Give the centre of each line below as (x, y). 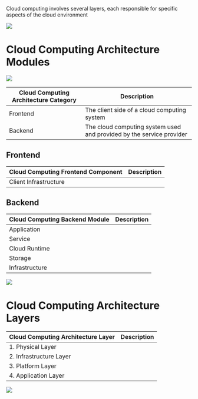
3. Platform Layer (33, 366)
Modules (28, 62)
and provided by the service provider (136, 134)
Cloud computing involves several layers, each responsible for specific (92, 9)
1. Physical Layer (33, 347)
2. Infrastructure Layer (40, 356)
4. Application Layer (37, 375)
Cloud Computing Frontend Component (66, 172)
